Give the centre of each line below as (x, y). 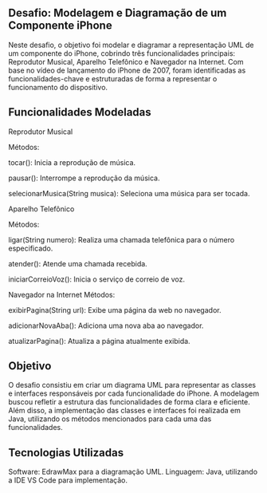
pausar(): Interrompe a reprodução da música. (84, 178)
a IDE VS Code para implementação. (68, 480)
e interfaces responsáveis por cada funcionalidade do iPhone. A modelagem (134, 393)
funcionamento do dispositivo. (58, 87)
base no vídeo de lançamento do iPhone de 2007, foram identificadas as (127, 70)
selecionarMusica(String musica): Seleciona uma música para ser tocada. (129, 193)
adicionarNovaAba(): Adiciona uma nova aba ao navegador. (106, 325)
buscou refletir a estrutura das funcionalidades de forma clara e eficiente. (130, 402)
